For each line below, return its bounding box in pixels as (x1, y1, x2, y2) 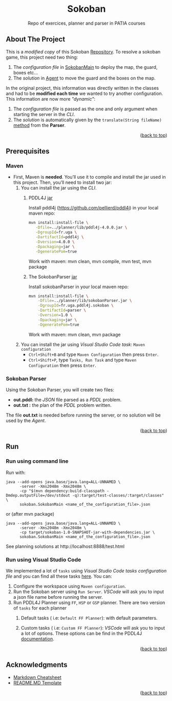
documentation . (20, 635, 54, 642)
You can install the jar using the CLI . (20, 185, 97, 191)
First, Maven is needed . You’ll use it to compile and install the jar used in (13, 174, 166, 180)
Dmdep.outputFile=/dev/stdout (6, 492, 71, 498)
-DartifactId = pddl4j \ (35, 235, 84, 240)
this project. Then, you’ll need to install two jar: (13, 179, 112, 185)
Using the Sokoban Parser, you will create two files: (6, 386, 115, 393)
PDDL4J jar (28, 195, 53, 201)
